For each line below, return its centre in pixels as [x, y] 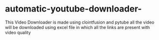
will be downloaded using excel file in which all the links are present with [78, 27]
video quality [18, 32]
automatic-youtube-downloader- [73, 9]
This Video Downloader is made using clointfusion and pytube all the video [80, 22]
